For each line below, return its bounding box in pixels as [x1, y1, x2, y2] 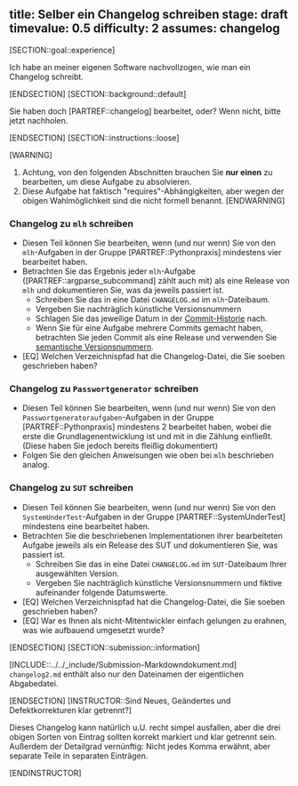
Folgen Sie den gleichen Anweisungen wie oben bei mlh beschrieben [21, 450, 274, 461]
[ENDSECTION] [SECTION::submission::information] [9, 642, 200, 653]
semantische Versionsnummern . [35, 341, 154, 352]
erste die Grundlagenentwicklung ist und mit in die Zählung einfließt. [21, 431, 273, 442]
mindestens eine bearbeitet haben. [21, 520, 150, 532]
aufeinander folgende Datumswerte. [35, 587, 168, 598]
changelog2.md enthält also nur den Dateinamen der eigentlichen [9, 669, 245, 679]
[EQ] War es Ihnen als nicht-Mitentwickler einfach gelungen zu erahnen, [21, 615, 287, 626]
